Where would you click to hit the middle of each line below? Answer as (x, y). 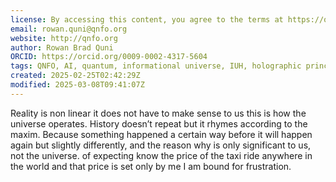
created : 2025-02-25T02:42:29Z (75, 76)
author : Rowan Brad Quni (62, 47)
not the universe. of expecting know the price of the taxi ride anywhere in (161, 155)
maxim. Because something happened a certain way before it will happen (161, 134)
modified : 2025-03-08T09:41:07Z (77, 85)
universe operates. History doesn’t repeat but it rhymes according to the (159, 123)
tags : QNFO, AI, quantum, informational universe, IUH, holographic (156, 66)
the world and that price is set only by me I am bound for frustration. (151, 166)
